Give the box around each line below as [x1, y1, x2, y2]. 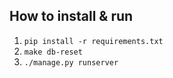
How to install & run [9, 8, 134, 25]
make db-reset [23, 47, 83, 57]
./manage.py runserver [23, 57, 119, 68]
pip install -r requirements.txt [23, 36, 164, 46]
